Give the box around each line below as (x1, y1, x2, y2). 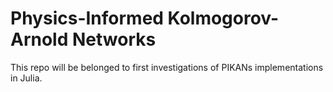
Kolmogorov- (167, 7, 280, 30)
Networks (71, 28, 157, 51)
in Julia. (10, 72, 43, 84)
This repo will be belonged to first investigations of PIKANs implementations (10, 61, 324, 73)
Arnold (10, 28, 69, 51)
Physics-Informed (10, 7, 164, 30)
